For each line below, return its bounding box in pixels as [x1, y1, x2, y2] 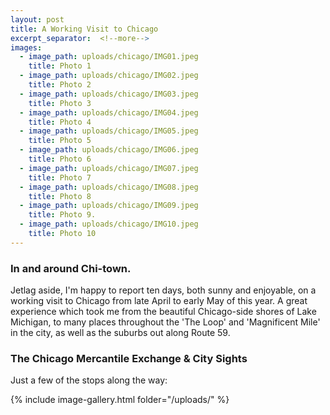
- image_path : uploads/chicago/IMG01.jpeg [19, 52, 199, 62]
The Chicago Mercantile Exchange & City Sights [10, 351, 248, 365]
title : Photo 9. [28, 210, 97, 220]
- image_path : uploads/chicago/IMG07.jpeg [19, 163, 199, 173]
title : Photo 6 [28, 154, 92, 164]
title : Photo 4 [28, 117, 92, 127]
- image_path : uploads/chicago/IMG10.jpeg [19, 219, 199, 230]
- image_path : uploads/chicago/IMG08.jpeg [19, 182, 199, 192]
